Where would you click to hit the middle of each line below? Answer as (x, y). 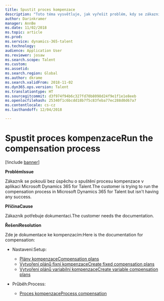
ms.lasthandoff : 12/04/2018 (34, 110)
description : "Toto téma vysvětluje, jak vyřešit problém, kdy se (74, 14)
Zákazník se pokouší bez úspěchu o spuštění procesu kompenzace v (74, 181)
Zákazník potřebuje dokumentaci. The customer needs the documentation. (80, 215)
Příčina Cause (19, 206)
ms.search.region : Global (31, 73)
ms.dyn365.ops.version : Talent (37, 87)
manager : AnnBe (20, 23)
